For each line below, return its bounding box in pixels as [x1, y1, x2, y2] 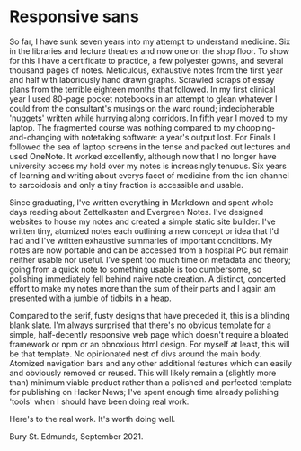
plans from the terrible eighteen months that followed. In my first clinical [9, 84, 276, 95]
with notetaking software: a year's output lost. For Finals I [63, 131, 276, 142]
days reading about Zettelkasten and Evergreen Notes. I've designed [9, 206, 263, 217]
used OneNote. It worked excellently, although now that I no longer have [9, 150, 277, 161]
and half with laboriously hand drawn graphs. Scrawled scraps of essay [9, 74, 275, 85]
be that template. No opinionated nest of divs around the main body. [9, 348, 262, 359]
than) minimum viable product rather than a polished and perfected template [9, 376, 293, 388]
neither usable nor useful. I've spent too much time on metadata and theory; [9, 254, 292, 265]
